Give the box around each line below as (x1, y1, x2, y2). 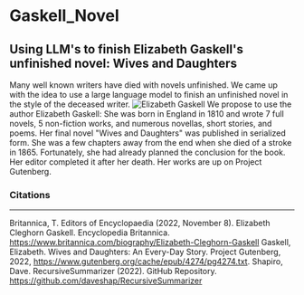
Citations (9, 188, 51, 201)
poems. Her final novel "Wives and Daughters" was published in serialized (9, 128, 287, 138)
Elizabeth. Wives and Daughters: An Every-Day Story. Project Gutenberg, (9, 246, 281, 258)
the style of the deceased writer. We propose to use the (9, 99, 292, 109)
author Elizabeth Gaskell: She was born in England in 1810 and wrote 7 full (9, 109, 285, 119)
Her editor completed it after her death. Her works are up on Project (9, 157, 262, 167)
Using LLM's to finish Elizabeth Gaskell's (9, 42, 244, 57)
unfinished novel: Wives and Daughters (9, 55, 238, 71)
